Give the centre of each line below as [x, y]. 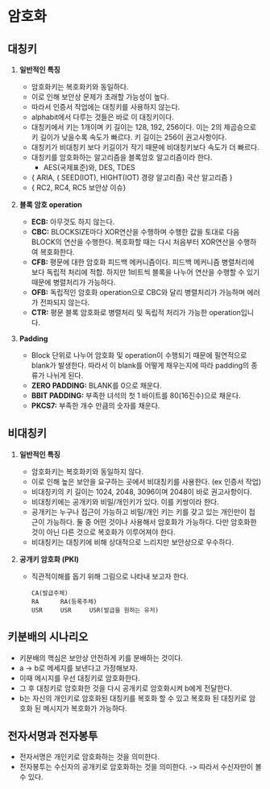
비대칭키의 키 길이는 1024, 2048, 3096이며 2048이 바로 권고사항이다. [141, 492]
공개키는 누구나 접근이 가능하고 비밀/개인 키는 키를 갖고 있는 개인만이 [139, 512]
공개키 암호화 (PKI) [49, 559]
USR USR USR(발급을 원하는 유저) [95, 610]
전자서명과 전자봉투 [53, 736]
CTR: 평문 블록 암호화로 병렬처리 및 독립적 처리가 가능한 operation [136, 312]
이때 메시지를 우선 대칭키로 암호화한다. [79, 678]
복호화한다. [57, 252]
